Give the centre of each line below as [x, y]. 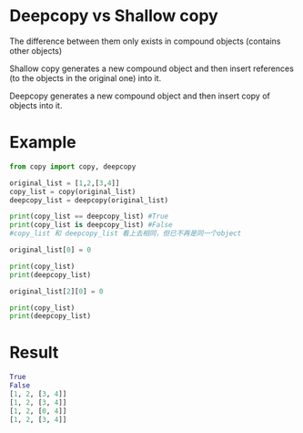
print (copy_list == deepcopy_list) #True [89, 216]
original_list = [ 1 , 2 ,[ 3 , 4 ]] [65, 183]
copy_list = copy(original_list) [73, 191]
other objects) [36, 50]
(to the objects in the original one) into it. [86, 77]
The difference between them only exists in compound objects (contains [145, 41]
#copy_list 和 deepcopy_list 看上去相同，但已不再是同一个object [126, 233]
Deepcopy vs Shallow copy [114, 16]
